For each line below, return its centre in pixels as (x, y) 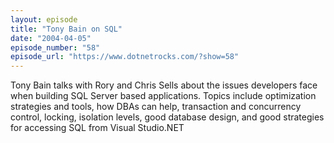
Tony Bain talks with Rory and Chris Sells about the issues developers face (164, 85)
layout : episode (44, 19)
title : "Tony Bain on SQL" (66, 29)
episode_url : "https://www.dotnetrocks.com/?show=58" (125, 57)
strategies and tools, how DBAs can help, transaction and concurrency (156, 107)
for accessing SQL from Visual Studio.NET (97, 128)
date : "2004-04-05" (51, 38)
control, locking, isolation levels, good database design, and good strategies (167, 117)
